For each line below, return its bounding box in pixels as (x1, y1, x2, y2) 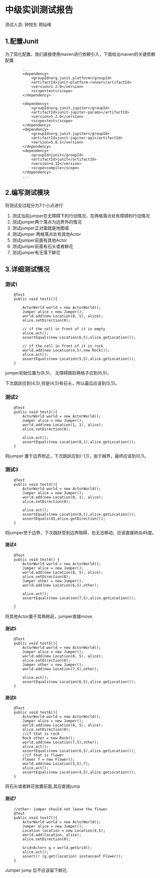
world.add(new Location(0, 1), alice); (22, 495, 104, 500)
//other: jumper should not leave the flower (14, 807, 108, 812)
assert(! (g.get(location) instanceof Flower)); (22, 854, 123, 858)
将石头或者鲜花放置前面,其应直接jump (5, 783, 80, 790)
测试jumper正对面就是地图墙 (12, 225, 69, 231)
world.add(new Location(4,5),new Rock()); (22, 348, 110, 353)
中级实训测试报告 (5, 4, 74, 16)
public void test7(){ (14, 815, 57, 820)
